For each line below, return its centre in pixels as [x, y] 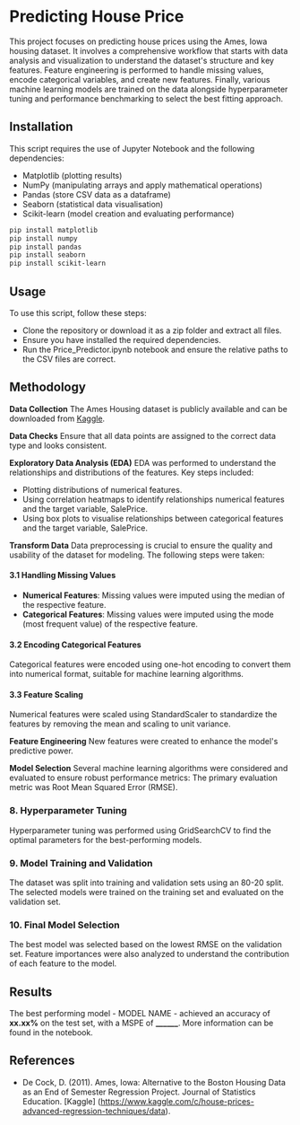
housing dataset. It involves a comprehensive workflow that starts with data [149, 50]
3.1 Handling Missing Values [63, 576]
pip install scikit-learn [57, 264]
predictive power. [41, 751]
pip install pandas [46, 247]
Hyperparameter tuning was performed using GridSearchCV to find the [140, 830]
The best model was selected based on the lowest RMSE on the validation [146, 945]
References [42, 1061]
